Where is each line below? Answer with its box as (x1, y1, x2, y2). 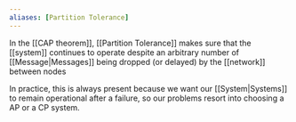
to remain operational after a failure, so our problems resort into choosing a (9, 93, 284, 103)
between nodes (9, 66, 67, 77)
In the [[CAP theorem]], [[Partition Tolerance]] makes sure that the (9, 37, 252, 48)
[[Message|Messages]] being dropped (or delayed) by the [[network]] (9, 56, 266, 67)
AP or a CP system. (9, 102, 80, 112)
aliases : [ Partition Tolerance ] (9, 12, 129, 22)
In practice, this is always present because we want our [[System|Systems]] (9, 83, 288, 94)
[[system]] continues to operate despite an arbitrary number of (9, 46, 240, 58)
